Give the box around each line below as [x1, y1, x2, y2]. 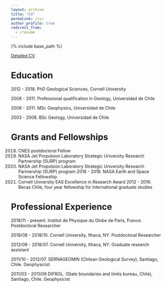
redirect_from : [11, 25, 42, 30]
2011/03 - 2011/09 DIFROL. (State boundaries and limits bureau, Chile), [11, 271, 153, 277]
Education [11, 70, 53, 81]
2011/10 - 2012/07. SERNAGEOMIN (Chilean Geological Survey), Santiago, [11, 256, 159, 262]
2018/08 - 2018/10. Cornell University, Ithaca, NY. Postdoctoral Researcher [11, 232, 161, 238]
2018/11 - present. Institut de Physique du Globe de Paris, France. [11, 217, 143, 223]
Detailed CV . [11, 53, 36, 59]
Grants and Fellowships [11, 132, 108, 143]
